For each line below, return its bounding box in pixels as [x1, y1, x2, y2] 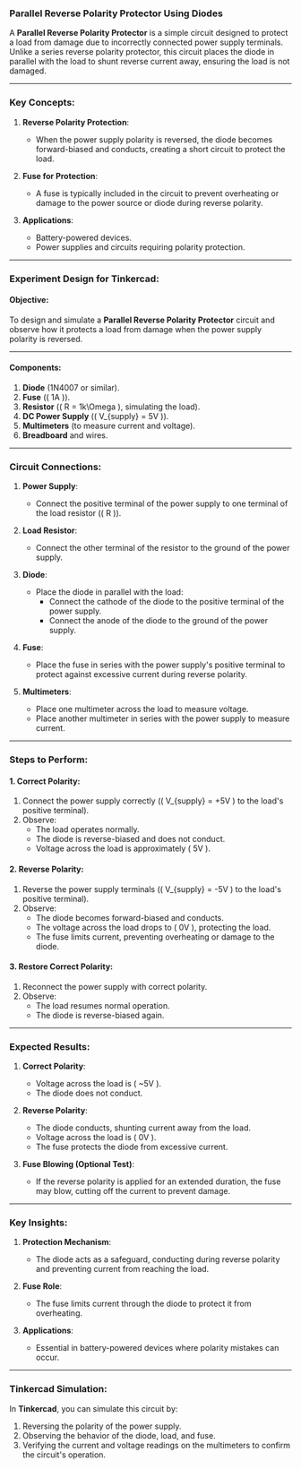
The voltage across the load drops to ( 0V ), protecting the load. [35, 922, 271, 932]
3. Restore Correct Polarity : [9, 961, 114, 972]
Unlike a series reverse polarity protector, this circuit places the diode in [9, 47, 275, 57]
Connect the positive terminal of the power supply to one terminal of [35, 498, 288, 509]
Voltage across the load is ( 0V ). [35, 1132, 157, 1143]
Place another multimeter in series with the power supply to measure [35, 713, 290, 724]
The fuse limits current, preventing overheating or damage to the [35, 931, 275, 942]
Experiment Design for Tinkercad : [9, 272, 159, 285]
